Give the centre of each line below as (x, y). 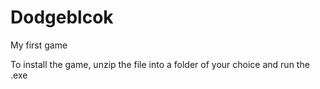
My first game (39, 45)
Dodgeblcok (62, 17)
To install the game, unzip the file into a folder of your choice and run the (160, 64)
